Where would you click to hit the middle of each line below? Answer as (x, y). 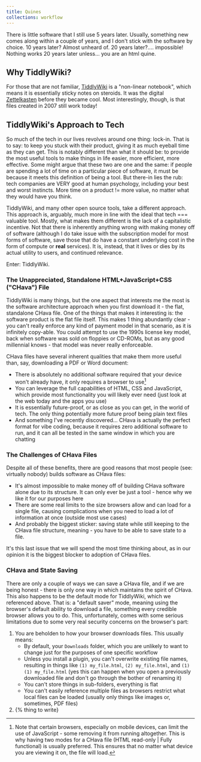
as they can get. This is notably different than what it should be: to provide (98, 152)
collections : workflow (34, 17)
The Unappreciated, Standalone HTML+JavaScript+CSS (89, 280)
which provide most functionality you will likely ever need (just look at (100, 395)
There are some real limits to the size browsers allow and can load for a (103, 505)
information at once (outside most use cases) (71, 518)
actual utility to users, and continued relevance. (65, 253)
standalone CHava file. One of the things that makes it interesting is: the (95, 313)
